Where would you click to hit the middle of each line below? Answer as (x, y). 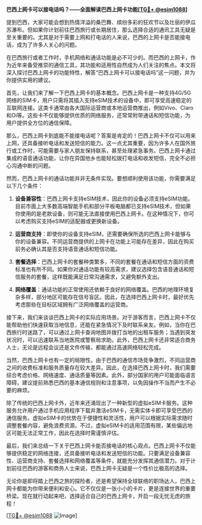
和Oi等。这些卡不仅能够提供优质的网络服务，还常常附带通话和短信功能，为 (99, 115)
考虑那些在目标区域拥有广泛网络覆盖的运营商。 (73, 305)
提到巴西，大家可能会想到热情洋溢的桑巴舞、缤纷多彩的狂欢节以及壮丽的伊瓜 (101, 22)
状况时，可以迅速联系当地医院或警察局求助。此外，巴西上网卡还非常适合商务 (101, 340)
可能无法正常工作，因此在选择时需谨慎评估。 (66, 433)
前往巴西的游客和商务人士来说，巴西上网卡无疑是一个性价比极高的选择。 (101, 468)
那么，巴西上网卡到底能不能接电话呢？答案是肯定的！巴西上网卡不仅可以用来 (101, 135)
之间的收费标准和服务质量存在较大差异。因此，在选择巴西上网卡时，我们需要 (101, 368)
